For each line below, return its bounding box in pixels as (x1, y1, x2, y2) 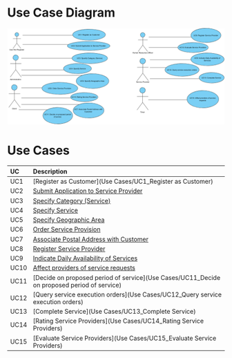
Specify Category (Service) (32, 196, 111, 205)
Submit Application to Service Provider (32, 187, 143, 195)
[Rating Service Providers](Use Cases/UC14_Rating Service (32, 317, 204, 326)
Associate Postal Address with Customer (32, 235, 149, 243)
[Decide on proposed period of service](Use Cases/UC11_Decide (32, 273, 221, 281)
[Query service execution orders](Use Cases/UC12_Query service (32, 290, 222, 299)
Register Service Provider (32, 244, 106, 253)
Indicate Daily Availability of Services (32, 254, 138, 263)
